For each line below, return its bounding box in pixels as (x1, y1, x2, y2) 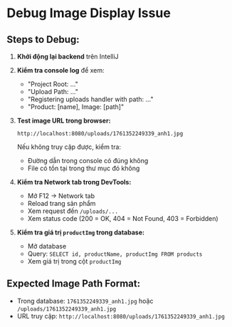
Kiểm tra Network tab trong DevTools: (16, 178, 132, 186)
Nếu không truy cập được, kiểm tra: (16, 142, 122, 151)
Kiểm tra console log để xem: (16, 66, 105, 74)
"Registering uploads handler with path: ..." (27, 95, 154, 103)
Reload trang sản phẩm (27, 199, 96, 207)
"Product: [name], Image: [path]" (27, 103, 125, 111)
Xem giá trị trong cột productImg (27, 257, 122, 265)
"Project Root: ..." (27, 80, 79, 88)
